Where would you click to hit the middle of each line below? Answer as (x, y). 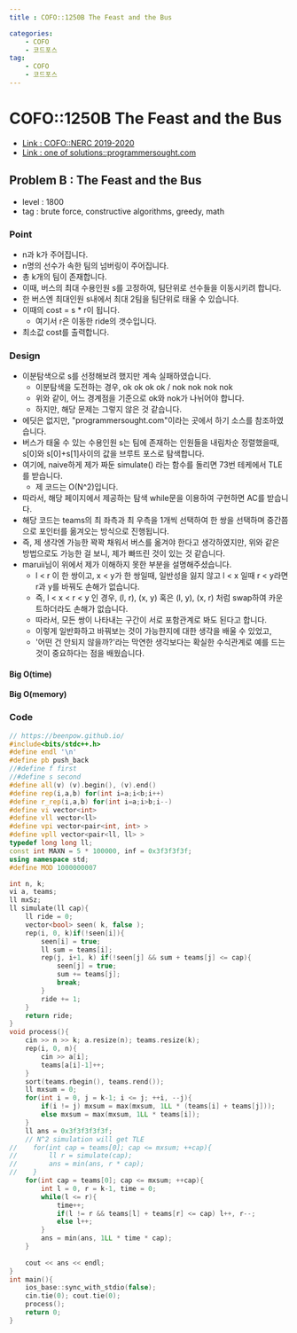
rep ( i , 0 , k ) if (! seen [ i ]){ (75, 933)
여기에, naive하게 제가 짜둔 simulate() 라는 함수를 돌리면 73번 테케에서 (144, 465)
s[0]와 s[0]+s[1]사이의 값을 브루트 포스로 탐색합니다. (113, 454)
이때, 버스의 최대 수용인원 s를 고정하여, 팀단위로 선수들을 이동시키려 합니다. (152, 287)
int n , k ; (27, 883)
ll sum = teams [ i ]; (77, 950)
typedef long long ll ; (51, 843)
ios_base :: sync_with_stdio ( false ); (91, 1288)
